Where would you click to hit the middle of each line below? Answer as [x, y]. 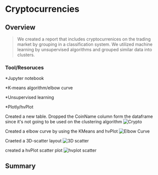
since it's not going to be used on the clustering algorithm [63, 122]
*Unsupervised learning [30, 98]
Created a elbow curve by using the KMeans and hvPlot [62, 131]
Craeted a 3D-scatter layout [33, 141]
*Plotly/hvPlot [19, 107]
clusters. [26, 55]
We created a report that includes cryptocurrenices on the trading [84, 39]
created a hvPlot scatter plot [34, 150]
